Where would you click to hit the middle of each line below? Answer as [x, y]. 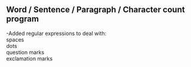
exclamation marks [29, 58]
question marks [25, 52]
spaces [15, 39]
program [23, 19]
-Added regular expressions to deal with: [56, 33]
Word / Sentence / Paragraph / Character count [95, 10]
